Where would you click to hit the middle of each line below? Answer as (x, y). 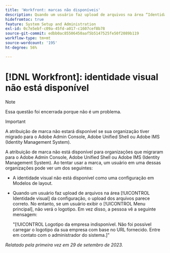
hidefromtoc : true (25, 19)
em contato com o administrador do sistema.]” (61, 235)
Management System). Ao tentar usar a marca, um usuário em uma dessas (83, 162)
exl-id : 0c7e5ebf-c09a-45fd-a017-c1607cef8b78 (55, 29)
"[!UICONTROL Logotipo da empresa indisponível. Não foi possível (82, 224)
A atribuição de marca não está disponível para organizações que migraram (84, 152)
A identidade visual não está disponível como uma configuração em (83, 178)
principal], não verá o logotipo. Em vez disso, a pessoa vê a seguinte (84, 209)
